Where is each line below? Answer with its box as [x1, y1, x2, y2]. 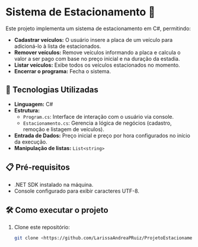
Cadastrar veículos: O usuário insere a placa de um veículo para [14, 36, 173, 43]
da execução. [14, 138, 48, 145]
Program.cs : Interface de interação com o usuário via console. [23, 113, 174, 120]
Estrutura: [14, 106, 40, 114]
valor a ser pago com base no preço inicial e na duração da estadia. [14, 55, 180, 62]
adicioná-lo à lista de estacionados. [14, 43, 101, 50]
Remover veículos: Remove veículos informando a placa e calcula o [14, 48, 181, 56]
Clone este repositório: [14, 224, 71, 231]
